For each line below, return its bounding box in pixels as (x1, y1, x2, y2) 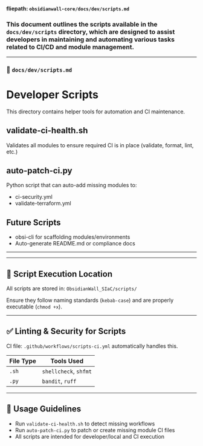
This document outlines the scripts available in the (6, 20, 158, 28)
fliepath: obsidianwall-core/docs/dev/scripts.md (6, 5, 130, 12)
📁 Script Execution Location (6, 268, 113, 279)
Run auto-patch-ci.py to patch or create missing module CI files (14, 426, 175, 433)
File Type (9, 356, 36, 365)
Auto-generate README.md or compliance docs (14, 240, 136, 247)
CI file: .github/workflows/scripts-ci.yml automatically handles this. (6, 342, 178, 350)
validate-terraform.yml (14, 200, 71, 207)
